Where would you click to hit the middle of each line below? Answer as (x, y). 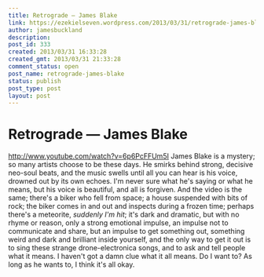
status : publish (35, 81)
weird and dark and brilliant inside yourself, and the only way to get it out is (130, 239)
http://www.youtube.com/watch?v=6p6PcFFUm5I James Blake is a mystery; (132, 156)
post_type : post (35, 88)
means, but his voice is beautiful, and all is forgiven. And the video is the (125, 190)
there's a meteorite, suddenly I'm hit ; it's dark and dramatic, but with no (124, 215)
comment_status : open (44, 67)
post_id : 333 (29, 45)
